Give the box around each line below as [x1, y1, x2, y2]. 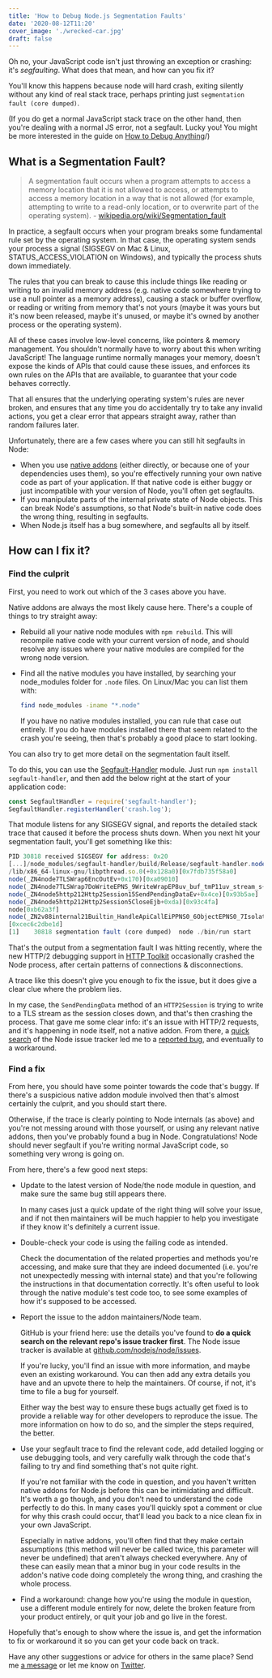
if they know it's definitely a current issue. [19, 1222, 160, 1232]
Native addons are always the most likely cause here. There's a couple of [8, 602, 253, 612]
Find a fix [8, 1063, 46, 1075]
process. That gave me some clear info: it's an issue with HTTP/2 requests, [8, 1017, 259, 1027]
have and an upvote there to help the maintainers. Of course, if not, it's [19, 1378, 257, 1388]
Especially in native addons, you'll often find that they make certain [19, 1536, 244, 1546]
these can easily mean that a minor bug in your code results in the [19, 1562, 241, 1572]
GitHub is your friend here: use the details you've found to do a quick [19, 1328, 252, 1338]
